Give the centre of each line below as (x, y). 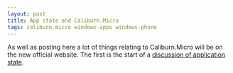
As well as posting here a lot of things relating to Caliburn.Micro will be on (115, 47)
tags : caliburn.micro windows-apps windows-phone (82, 27)
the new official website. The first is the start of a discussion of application (116, 55)
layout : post (27, 14)
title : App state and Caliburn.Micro (63, 21)
